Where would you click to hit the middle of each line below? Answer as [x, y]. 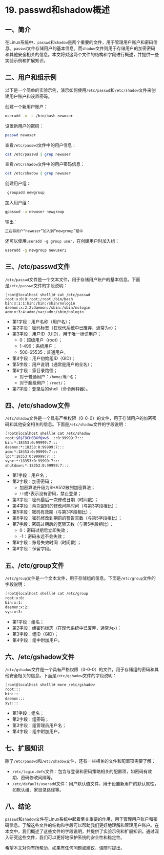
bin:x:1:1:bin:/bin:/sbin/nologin [40, 303]
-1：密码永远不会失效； [43, 536]
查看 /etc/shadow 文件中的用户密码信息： [45, 164]
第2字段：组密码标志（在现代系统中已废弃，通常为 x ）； [67, 628]
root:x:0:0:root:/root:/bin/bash [39, 299]
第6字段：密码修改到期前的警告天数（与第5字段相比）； [67, 518]
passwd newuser [20, 135]
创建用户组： [18, 183]
